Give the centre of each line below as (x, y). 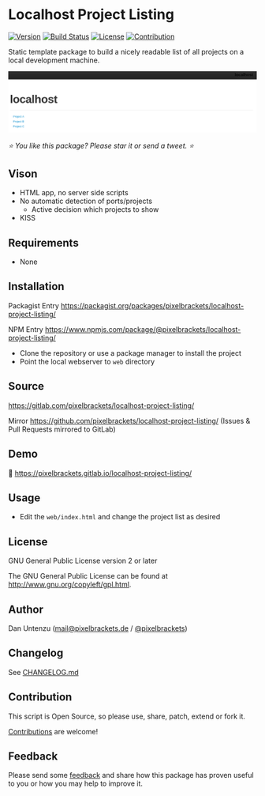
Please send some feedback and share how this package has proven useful (131, 775)
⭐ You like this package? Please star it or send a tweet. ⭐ (101, 146)
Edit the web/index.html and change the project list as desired (120, 517)
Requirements (43, 243)
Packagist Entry (34, 305)
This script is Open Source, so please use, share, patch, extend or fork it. (127, 716)
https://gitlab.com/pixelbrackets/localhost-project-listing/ (101, 406)
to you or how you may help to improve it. (76, 783)
